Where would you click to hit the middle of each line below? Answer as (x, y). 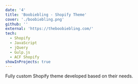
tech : (11, 33)
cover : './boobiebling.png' (35, 19)
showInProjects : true (28, 62)
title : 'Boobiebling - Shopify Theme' (46, 15)
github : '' (17, 24)
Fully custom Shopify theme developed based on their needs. (69, 76)
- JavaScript (24, 43)
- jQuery (19, 48)
